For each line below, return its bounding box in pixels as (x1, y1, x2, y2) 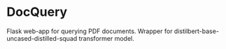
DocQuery (6, 4, 68, 20)
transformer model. (78, 34, 134, 42)
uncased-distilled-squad (6, 34, 78, 42)
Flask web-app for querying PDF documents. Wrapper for (6, 27, 173, 35)
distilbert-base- (174, 27, 220, 35)
